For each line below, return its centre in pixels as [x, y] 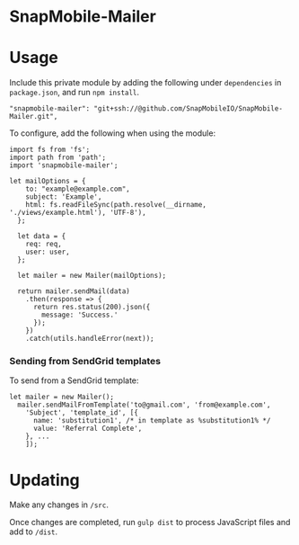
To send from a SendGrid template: [74, 380]
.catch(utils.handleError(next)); [90, 339]
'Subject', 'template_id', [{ [82, 413]
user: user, [48, 252]
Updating [45, 480]
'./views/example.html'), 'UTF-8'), [78, 213]
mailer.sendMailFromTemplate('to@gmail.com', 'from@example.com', [144, 405]
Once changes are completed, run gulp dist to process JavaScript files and [150, 523]
